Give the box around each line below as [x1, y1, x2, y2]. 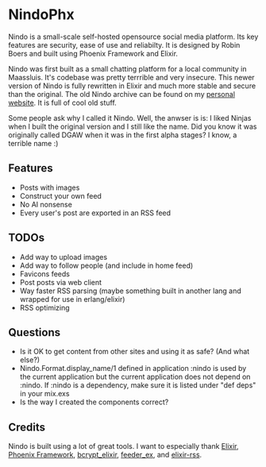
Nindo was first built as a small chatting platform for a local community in [8, 64, 247, 73]
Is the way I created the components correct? [19, 397, 169, 407]
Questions [8, 326, 61, 339]
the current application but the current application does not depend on [19, 372, 251, 382]
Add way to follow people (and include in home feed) [19, 261, 194, 270]
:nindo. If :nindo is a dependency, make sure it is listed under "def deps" [19, 380, 256, 390]
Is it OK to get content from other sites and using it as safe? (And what [19, 347, 250, 357]
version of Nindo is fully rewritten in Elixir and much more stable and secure [8, 81, 256, 91]
